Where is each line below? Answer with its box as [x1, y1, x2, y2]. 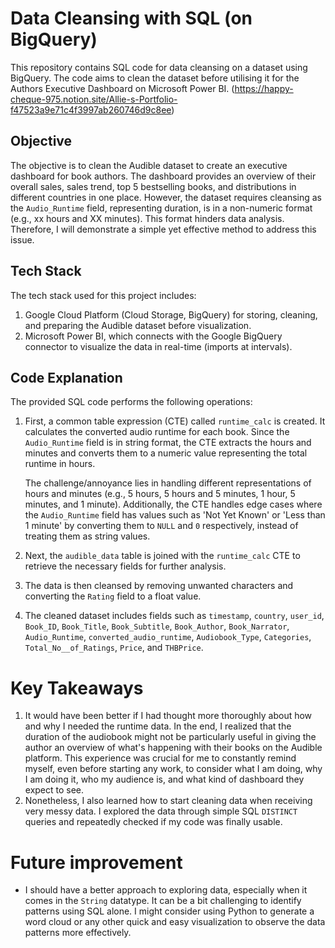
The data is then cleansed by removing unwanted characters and [24, 580, 294, 592]
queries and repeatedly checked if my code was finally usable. [24, 816, 283, 828]
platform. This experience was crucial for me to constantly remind [24, 752, 297, 764]
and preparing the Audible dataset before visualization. [24, 319, 252, 331]
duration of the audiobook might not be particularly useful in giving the [24, 731, 317, 743]
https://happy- [234, 82, 294, 94]
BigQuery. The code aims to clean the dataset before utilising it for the [10, 72, 300, 84]
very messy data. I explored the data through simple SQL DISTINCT [24, 805, 298, 817]
